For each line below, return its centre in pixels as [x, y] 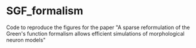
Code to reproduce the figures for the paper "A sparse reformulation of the [98, 27]
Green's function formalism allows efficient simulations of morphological [95, 33]
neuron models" [26, 40]
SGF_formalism [45, 11]
